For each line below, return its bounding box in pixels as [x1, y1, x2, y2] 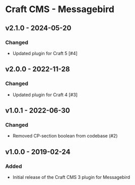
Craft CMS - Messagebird [5, 4, 115, 15]
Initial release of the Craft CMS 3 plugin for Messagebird [12, 174, 130, 180]
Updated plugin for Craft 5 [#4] [12, 50, 78, 56]
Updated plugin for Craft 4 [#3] [12, 91, 78, 98]
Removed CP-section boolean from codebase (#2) [12, 133, 118, 139]
